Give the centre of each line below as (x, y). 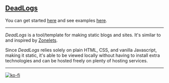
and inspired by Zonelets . (31, 40)
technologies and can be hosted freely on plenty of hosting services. (77, 60)
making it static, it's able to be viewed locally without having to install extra (82, 55)
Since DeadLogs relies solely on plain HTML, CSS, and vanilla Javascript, (81, 50)
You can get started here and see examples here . (56, 20)
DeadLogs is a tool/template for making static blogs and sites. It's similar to (83, 35)
